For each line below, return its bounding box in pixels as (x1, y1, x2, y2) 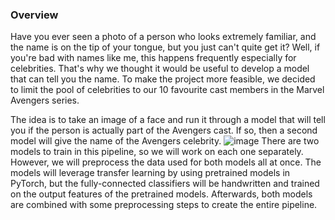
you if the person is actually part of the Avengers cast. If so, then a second (10, 124, 318, 137)
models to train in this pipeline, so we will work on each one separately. (10, 146, 304, 158)
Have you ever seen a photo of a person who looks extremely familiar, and (10, 31, 317, 43)
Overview (10, 8, 59, 22)
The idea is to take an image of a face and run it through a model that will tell (10, 114, 326, 126)
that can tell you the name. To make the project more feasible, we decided (10, 73, 316, 85)
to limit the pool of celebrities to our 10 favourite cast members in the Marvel (10, 84, 325, 96)
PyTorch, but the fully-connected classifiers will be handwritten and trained (10, 178, 320, 190)
